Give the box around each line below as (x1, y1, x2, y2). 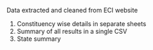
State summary (16, 35, 61, 43)
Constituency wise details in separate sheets (16, 20, 147, 27)
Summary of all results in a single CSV (16, 27, 128, 35)
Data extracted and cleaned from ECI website (6, 6, 138, 14)
